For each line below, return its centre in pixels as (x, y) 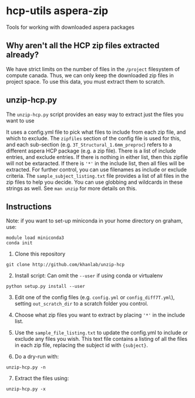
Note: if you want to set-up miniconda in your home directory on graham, (95, 221)
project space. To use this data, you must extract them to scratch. (86, 81)
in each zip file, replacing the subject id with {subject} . (81, 345)
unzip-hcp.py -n (26, 367)
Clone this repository (40, 254)
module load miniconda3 (35, 238)
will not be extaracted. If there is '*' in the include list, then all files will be (95, 163)
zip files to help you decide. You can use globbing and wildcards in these (95, 182)
